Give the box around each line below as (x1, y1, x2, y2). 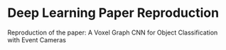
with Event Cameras (7, 35, 66, 44)
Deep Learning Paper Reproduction (7, 5, 219, 21)
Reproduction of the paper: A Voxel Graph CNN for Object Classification (7, 28, 218, 37)
